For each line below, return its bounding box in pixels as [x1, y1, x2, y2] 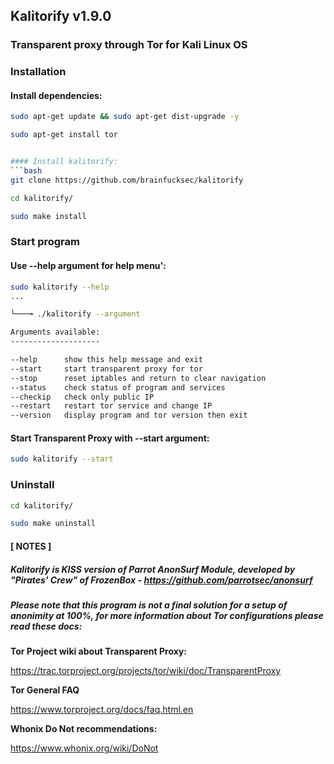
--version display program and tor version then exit [10, 410, 248, 421]
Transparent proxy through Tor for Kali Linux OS [10, 38, 248, 52]
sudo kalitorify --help [10, 282, 110, 292]
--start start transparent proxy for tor [10, 364, 203, 374]
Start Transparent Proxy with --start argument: [10, 432, 210, 444]
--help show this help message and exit [10, 355, 203, 365]
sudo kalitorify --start [10, 454, 114, 464]
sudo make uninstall [10, 519, 97, 529]
